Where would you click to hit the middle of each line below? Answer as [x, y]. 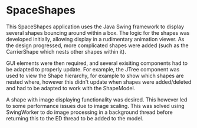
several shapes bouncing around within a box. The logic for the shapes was [98, 32]
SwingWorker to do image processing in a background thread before [89, 112]
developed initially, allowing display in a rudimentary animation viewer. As [95, 39]
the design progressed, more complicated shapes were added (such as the [97, 45]
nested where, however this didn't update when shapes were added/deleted [99, 82]
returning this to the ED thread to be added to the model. [75, 118]
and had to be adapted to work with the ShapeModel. [71, 88]
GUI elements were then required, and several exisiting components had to [97, 63]
